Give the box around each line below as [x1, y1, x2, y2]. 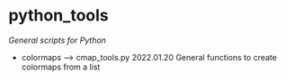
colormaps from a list [21, 61, 101, 72]
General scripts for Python [8, 35, 107, 45]
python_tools [8, 5, 109, 26]
